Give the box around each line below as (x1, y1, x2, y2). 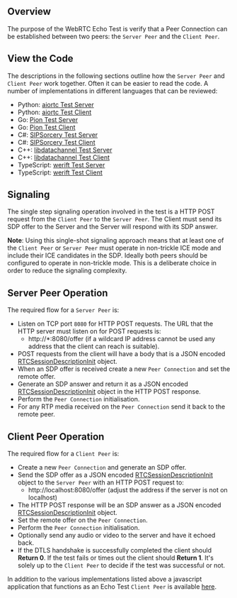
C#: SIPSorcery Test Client (17, 138, 96, 146)
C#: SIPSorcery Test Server (17, 131, 98, 139)
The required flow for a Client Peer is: (7, 450, 120, 458)
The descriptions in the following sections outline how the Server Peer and (7, 71, 225, 80)
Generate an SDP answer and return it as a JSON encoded (17, 380, 189, 389)
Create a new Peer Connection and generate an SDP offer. (17, 463, 187, 472)
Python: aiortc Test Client (17, 108, 92, 116)
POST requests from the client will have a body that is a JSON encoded (17, 350, 226, 358)
